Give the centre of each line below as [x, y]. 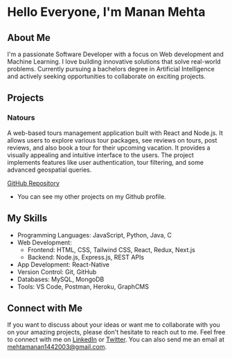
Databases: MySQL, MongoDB [61, 279]
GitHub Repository [34, 183]
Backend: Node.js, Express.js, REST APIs [86, 257]
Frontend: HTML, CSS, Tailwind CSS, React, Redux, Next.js [111, 249]
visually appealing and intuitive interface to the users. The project [100, 155]
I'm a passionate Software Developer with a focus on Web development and [115, 54]
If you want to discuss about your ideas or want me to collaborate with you [114, 325]
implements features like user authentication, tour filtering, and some [106, 162]
